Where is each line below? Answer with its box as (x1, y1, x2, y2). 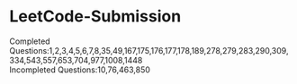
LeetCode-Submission (9, 6, 182, 27)
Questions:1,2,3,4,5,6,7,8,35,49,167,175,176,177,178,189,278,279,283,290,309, (9, 45, 289, 55)
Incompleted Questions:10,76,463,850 (9, 64, 151, 75)
